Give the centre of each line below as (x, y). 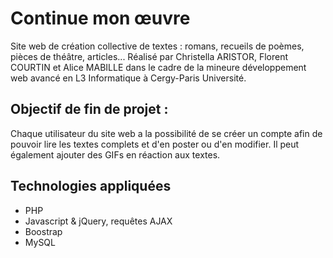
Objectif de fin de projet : (89, 109)
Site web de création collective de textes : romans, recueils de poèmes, (157, 46)
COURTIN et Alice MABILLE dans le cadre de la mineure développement (158, 67)
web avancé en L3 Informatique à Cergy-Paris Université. (128, 78)
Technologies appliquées (91, 186)
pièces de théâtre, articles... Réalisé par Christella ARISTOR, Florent (149, 56)
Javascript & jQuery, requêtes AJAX (98, 221)
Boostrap (43, 231)
